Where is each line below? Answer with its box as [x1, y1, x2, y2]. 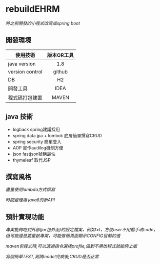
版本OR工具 [47, 51, 74, 58]
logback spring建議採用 [12, 126, 60, 132]
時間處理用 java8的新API [5, 197, 55, 203]
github [53, 68, 68, 75]
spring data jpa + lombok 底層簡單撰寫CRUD [12, 132, 102, 138]
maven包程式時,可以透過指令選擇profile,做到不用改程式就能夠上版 [5, 243, 137, 249]
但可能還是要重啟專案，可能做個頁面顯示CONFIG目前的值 [5, 233, 120, 239]
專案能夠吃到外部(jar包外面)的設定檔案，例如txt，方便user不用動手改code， [5, 227, 158, 233]
